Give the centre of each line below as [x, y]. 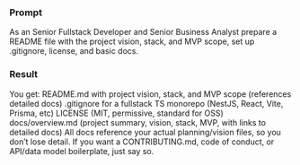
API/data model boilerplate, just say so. [82, 151]
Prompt [26, 13]
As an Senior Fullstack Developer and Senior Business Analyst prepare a [143, 32]
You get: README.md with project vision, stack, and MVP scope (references [150, 94]
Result [24, 74]
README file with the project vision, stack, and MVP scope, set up [132, 41]
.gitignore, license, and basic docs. [74, 51]
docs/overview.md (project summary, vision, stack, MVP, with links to [138, 122]
